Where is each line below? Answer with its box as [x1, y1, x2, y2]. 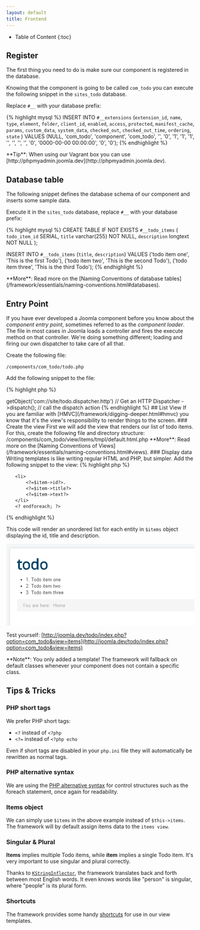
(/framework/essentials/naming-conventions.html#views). [6, 448, 149, 455]
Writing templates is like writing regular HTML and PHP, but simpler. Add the [6, 455, 193, 462]
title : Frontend [6, 16, 47, 22]
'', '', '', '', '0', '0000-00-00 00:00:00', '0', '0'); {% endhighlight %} [6, 139, 168, 147]
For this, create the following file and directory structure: [6, 429, 145, 436]
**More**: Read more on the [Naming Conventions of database [6, 275, 164, 282]
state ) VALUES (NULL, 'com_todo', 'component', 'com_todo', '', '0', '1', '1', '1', [6, 133, 195, 140]
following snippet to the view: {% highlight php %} [6, 461, 130, 468]
